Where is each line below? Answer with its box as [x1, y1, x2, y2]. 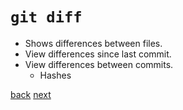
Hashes [39, 69, 72, 81]
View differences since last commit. [24, 48, 172, 60]
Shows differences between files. [24, 37, 163, 49]
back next [10, 88, 52, 100]
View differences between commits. [24, 58, 174, 70]
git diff [10, 8, 83, 27]
